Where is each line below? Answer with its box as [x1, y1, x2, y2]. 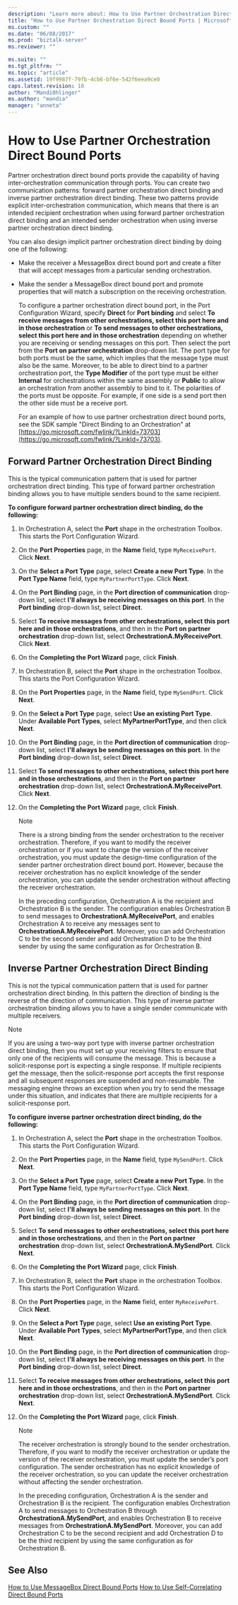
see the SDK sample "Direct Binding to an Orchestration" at [18, 420, 191, 428]
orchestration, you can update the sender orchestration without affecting [18, 875, 231, 884]
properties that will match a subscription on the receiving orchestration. [18, 287, 227, 296]
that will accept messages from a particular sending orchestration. [18, 266, 212, 275]
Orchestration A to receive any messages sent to [18, 919, 161, 928]
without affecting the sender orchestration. [18, 1477, 143, 1486]
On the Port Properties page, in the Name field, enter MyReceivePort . [18, 1297, 219, 1306]
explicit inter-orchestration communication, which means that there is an [8, 201, 219, 209]
